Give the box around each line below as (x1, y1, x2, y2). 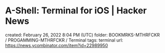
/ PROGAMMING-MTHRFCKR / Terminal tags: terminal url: (5, 37, 123, 43)
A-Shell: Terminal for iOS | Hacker (5, 5, 147, 16)
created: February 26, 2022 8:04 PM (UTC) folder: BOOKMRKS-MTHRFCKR (5, 32, 160, 38)
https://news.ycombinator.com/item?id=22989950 (5, 42, 108, 48)
